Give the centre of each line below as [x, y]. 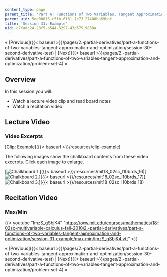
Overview [21, 79]
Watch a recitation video [37, 106]
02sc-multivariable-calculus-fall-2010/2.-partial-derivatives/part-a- [75, 228]
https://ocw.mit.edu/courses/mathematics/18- [112, 223]
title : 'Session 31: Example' [37, 24]
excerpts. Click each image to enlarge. [44, 162]
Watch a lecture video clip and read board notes [61, 101]
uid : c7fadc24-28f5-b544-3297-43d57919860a [51, 28]
